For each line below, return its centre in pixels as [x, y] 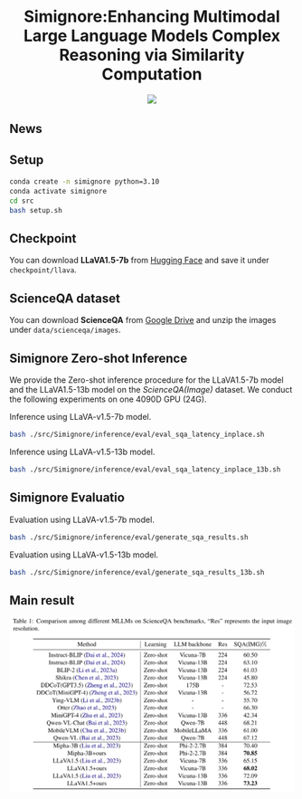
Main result [42, 600]
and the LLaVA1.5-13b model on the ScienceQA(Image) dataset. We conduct [151, 390]
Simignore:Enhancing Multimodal [152, 17]
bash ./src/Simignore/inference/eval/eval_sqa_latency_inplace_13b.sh [145, 469]
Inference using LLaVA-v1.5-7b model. [80, 417]
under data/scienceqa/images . [65, 330]
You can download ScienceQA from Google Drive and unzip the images [143, 320]
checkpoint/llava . [43, 270]
